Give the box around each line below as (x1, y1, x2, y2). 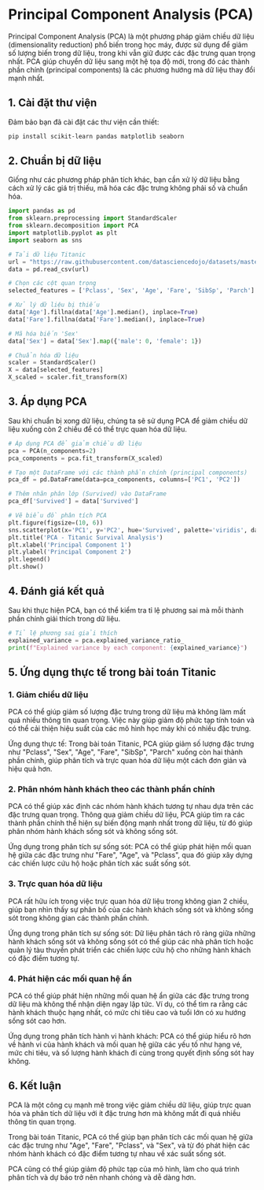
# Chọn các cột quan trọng (8, 280, 97, 287)
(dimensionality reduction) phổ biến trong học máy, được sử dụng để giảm (8, 39, 248, 49)
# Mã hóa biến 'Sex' (8, 329, 79, 338)
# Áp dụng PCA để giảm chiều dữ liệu (8, 439, 143, 447)
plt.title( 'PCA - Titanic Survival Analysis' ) (8, 533, 163, 541)
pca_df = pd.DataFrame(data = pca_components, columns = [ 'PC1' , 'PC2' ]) (8, 476, 241, 484)
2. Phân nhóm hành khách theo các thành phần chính (8, 784, 215, 795)
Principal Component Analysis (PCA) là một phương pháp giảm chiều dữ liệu (8, 32, 255, 41)
